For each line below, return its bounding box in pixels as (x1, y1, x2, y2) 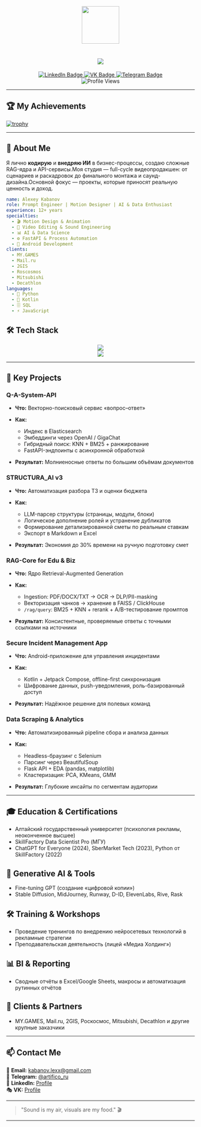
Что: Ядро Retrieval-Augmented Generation (14, 570, 124, 577)
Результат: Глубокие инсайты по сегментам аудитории (14, 783, 158, 790)
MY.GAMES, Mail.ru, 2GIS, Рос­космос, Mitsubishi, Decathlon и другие (14, 1017, 190, 1024)
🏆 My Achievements (6, 101, 86, 112)
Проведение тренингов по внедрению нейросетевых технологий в (14, 928, 187, 935)
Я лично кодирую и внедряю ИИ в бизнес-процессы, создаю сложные (6, 159, 190, 166)
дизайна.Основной (6, 178, 54, 186)
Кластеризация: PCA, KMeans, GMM (23, 771, 117, 778)
